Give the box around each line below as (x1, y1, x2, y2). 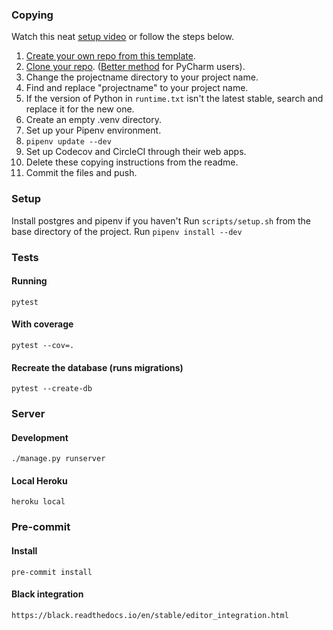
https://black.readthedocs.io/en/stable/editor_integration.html (11, 610, 289, 620)
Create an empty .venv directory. (25, 114, 162, 126)
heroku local (11, 497, 66, 507)
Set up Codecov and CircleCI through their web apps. (25, 146, 247, 158)
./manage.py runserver (11, 454, 106, 464)
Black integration (11, 588, 84, 600)
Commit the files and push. (25, 167, 138, 179)
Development (11, 431, 69, 443)
